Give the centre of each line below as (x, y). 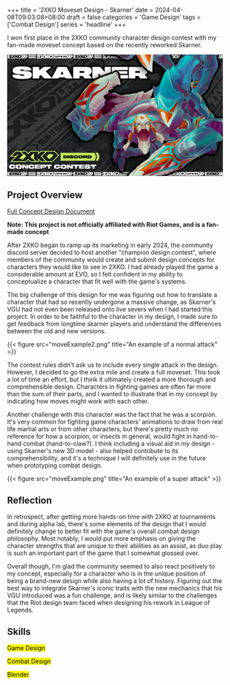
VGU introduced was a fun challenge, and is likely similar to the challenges (112, 595)
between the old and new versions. (56, 331)
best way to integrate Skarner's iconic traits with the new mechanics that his (115, 589)
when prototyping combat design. (55, 465)
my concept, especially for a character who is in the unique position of (106, 573)
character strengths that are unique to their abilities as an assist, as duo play (115, 546)
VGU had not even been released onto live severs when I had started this (110, 309)
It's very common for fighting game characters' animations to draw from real (115, 422)
